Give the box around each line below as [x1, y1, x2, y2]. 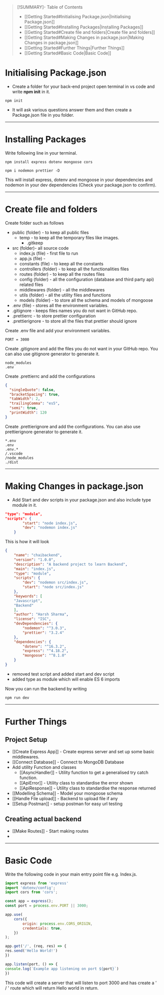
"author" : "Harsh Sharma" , [14, 612, 69, 617]
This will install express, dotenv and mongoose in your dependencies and [5, 177, 153, 183]
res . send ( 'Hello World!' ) [5, 948, 58, 953]
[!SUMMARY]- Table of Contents [17, 4, 83, 10]
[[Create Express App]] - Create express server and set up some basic [12, 748, 155, 755]
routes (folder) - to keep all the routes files [19, 271, 105, 277]
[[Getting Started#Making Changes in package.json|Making [24, 34, 144, 40]
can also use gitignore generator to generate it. [5, 351, 100, 357]
